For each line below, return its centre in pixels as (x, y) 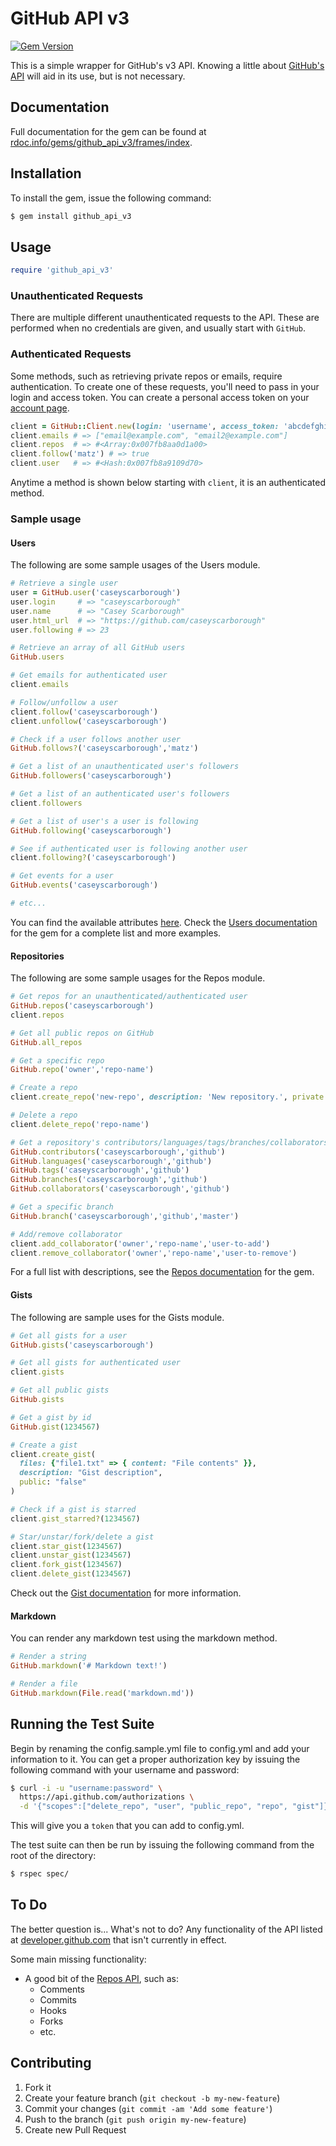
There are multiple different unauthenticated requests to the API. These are (165, 318)
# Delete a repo (44, 1115)
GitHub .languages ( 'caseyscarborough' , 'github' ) (111, 1161)
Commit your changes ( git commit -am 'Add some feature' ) (148, 2108)
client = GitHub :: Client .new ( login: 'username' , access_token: (145, 426)
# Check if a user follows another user (96, 739)
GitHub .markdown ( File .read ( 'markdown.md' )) (102, 1693)
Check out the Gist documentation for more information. (126, 1593)
